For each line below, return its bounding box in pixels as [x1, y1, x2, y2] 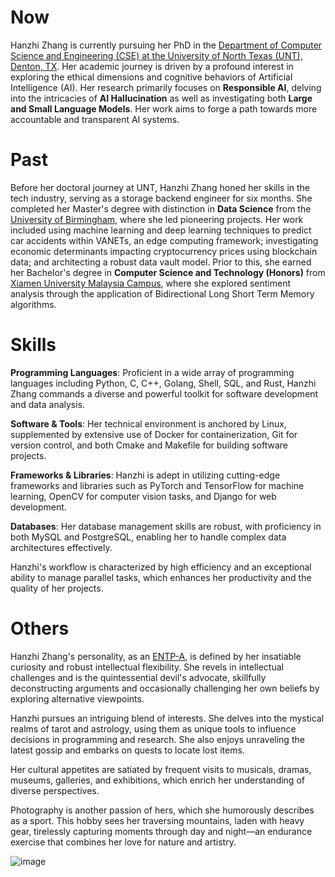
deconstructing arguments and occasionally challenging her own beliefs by [10, 682, 320, 694]
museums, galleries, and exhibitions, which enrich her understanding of [10, 774, 305, 786]
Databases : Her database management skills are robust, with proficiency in [10, 520, 322, 532]
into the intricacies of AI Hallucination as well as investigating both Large [10, 92, 313, 104]
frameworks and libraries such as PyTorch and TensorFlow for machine [10, 479, 305, 491]
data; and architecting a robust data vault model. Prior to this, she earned [10, 256, 312, 268]
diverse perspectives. [10, 784, 100, 796]
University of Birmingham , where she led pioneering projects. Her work [10, 213, 304, 225]
